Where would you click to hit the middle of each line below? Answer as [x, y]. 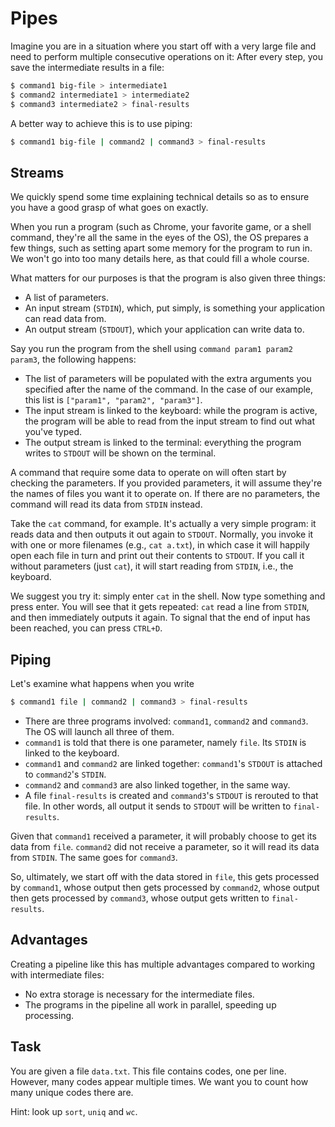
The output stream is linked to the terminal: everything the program [163, 443]
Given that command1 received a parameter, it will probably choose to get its [163, 836]
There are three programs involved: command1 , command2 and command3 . [166, 721]
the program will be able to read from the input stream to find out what [169, 421]
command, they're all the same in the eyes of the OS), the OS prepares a [159, 238]
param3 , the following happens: [73, 359]
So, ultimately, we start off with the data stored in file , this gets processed [165, 876]
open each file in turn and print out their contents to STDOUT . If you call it [157, 556]
